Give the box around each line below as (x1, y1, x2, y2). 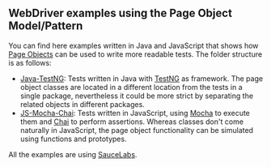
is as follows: (8, 58, 52, 67)
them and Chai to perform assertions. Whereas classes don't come (19, 117, 244, 126)
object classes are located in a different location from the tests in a (19, 82, 243, 92)
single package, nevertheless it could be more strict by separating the (19, 91, 253, 101)
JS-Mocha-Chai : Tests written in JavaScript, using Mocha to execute (19, 108, 251, 118)
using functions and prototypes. (19, 134, 127, 143)
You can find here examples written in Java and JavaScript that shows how (8, 41, 259, 50)
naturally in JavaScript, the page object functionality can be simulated (19, 125, 253, 135)
